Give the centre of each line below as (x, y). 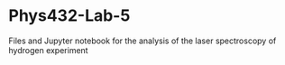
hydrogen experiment (48, 50)
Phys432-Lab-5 (69, 16)
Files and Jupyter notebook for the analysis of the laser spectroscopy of (142, 41)
